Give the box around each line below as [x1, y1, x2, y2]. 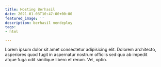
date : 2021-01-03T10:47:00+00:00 [5, 11, 73, 16]
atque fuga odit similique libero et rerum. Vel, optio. [5, 57, 108, 62]
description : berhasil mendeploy [5, 20, 73, 25]
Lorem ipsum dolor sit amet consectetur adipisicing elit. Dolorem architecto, [5, 46, 157, 52]
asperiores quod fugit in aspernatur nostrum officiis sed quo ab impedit [5, 52, 148, 57]
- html [5, 29, 18, 34]
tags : [5, 25, 16, 30]
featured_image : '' [5, 16, 45, 21]
